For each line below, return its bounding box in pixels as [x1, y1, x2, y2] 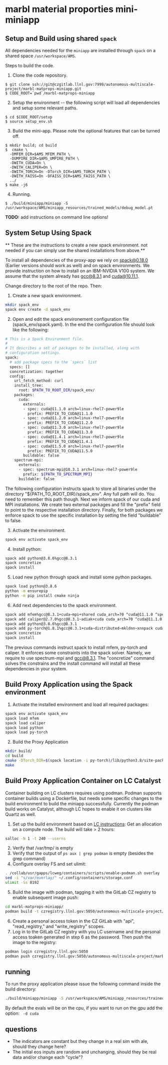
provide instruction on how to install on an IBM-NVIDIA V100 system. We [5, 268, 154, 274]
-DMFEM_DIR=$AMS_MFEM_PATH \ [9, 152, 70, 157]
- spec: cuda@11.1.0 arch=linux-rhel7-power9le [23, 406, 124, 411]
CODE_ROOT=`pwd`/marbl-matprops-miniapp [9, 91, 95, 96]
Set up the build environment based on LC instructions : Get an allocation [12, 821, 162, 827]
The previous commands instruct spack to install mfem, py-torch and [5, 644, 147, 651]
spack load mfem [5, 716, 39, 721]
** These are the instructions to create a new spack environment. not [5, 242, 148, 248]
